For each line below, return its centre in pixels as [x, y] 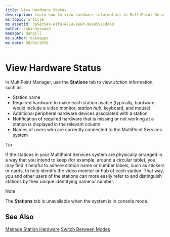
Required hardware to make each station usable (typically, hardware [83, 102]
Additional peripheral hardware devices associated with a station [80, 113]
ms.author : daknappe [27, 38]
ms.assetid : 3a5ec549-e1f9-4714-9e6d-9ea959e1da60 [60, 24]
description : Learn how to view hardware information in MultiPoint [79, 15]
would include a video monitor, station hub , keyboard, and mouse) [81, 108]
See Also [19, 217]
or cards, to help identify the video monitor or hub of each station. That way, [85, 171]
